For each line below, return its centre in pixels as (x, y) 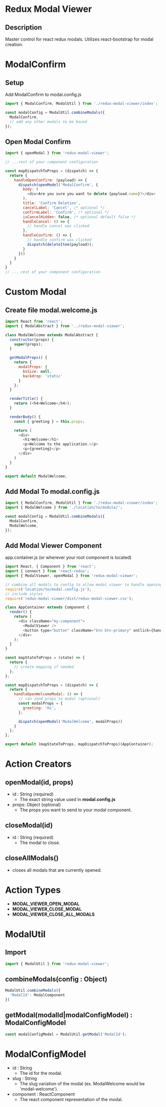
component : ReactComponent (43, 1094)
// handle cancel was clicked (58, 226)
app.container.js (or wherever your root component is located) (68, 558)
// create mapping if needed (44, 667)
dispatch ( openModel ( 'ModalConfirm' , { (58, 185)
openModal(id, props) (39, 782)
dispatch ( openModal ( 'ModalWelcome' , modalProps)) (70, 721)
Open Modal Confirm (38, 142)
